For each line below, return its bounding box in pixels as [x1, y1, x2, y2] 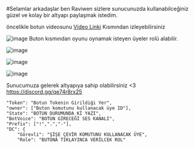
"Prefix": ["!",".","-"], [6, 121, 71, 127]
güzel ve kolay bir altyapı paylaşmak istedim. [6, 11, 118, 19]
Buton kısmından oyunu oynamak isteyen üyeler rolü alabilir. [29, 35, 179, 42]
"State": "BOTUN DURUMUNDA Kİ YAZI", [6, 111, 102, 117]
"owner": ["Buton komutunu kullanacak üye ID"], [6, 105, 131, 111]
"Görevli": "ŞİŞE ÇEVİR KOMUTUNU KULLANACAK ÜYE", [17, 132, 148, 138]
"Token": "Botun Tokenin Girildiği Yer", [6, 100, 113, 106]
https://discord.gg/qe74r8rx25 [6, 88, 82, 95]
